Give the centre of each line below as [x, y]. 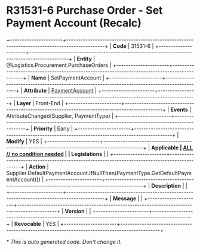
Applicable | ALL [172, 148]
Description [166, 185]
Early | [65, 128]
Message [124, 198]
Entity [84, 59]
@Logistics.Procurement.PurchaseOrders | [59, 65]
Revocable [28, 224]
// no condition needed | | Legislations [54, 154]
